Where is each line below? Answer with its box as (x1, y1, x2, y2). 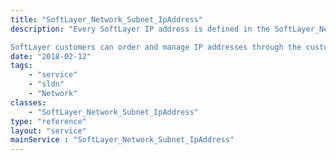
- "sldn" (28, 79, 65, 90)
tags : (10, 61, 33, 71)
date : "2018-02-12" (10, 51, 92, 61)
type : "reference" (10, 116, 87, 126)
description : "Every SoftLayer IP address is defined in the (10, 24, 271, 34)
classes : (10, 97, 47, 108)
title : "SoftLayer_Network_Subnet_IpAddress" (10, 14, 203, 25)
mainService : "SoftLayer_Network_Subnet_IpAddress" (10, 135, 235, 145)
